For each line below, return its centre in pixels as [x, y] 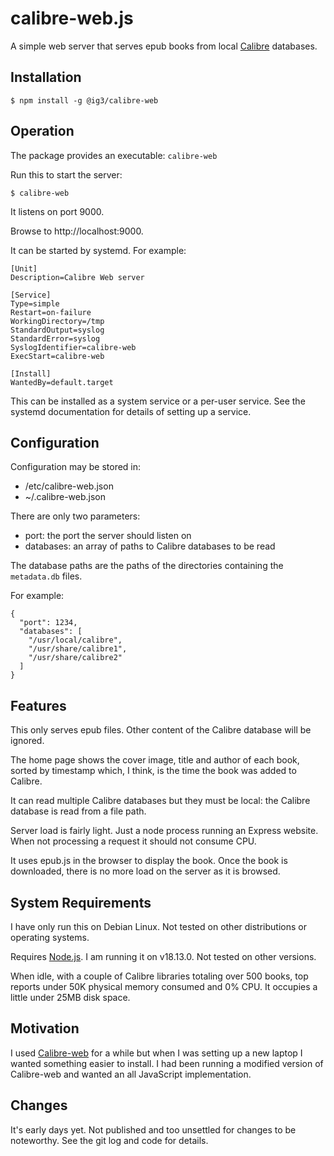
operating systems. [50, 937]
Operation [42, 131]
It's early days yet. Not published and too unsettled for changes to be [153, 1129]
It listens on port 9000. [57, 211]
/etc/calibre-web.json [69, 486]
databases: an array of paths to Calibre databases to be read [150, 546]
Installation [46, 77]
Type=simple [35, 303]
